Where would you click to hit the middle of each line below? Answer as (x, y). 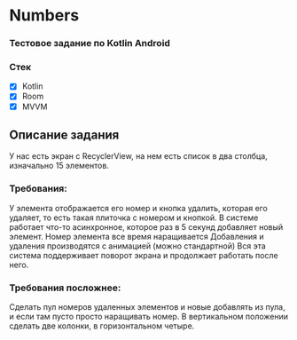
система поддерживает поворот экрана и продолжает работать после (144, 255)
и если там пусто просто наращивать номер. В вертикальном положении (149, 316)
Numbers (44, 16)
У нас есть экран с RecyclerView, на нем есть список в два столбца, (138, 156)
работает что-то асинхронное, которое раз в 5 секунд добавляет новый (146, 226)
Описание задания (64, 134)
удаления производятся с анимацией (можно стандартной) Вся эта (137, 246)
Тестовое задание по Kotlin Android (90, 43)
